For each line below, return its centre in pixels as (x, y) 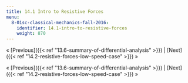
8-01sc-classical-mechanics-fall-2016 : (60, 22)
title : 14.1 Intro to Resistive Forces (55, 11)
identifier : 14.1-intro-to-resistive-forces (72, 28)
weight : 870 (31, 34)
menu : (13, 17)
